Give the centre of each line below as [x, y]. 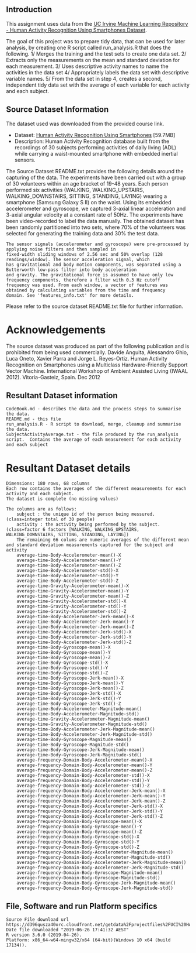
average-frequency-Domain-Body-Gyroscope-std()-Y [78, 842]
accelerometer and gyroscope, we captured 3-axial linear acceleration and [96, 208]
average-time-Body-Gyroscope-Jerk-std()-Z [69, 704]
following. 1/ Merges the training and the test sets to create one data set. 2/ [96, 54]
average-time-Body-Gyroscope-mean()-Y [64, 653]
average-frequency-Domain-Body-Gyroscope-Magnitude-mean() [90, 873]
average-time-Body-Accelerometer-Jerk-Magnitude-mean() [86, 729]
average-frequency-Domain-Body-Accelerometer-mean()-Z [85, 770]
